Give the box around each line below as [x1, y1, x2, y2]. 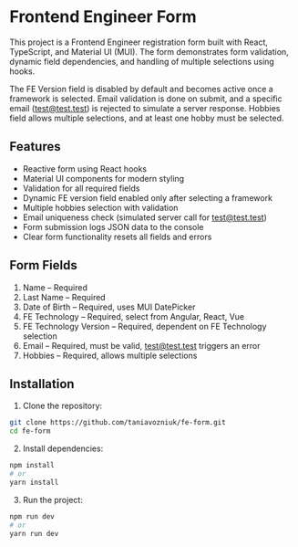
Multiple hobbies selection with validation [22, 202, 179, 213]
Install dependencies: [22, 443, 104, 454]
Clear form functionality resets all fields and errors [22, 231, 212, 242]
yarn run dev [9, 529, 59, 538]
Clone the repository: [22, 400, 103, 412]
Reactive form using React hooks [22, 163, 148, 174]
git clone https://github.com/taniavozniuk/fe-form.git [9, 418, 226, 427]
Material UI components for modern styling [22, 173, 185, 184]
